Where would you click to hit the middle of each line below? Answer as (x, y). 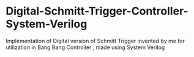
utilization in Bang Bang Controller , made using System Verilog (85, 47)
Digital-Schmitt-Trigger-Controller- (97, 11)
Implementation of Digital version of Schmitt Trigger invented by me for (95, 41)
